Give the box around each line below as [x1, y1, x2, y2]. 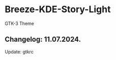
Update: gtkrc [5, 48, 34, 54]
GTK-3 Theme [5, 20, 34, 26]
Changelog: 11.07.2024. [5, 35, 81, 44]
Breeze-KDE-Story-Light [5, 4, 111, 15]
